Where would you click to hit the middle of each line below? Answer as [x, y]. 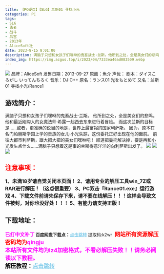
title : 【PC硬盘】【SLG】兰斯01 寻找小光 [42, 10]
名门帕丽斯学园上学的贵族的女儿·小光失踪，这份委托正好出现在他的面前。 [79, 134]
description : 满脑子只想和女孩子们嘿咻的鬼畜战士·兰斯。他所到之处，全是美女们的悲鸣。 [84, 55]
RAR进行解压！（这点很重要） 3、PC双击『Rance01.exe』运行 [77, 188]
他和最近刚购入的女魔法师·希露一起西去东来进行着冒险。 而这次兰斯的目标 [79, 122]
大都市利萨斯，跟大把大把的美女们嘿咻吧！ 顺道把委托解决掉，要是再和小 [82, 140]
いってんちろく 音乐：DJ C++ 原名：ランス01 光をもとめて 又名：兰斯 [89, 80]
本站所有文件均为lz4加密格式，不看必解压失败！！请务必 [78, 250]
